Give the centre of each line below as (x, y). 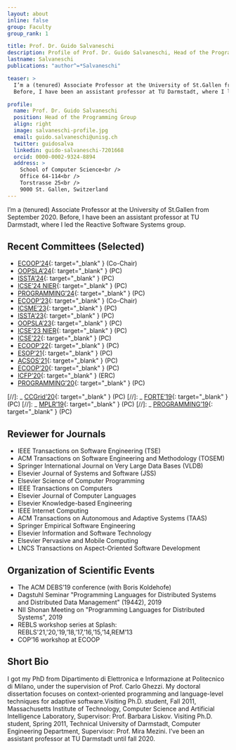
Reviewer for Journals (57, 434)
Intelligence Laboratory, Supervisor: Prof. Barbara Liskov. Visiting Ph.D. (110, 716)
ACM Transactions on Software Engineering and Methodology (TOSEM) (121, 458)
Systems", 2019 (40, 618)
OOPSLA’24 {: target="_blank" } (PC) (70, 271)
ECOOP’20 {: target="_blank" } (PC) (68, 368)
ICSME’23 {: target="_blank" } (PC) (67, 308)
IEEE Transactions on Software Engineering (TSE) (89, 451)
